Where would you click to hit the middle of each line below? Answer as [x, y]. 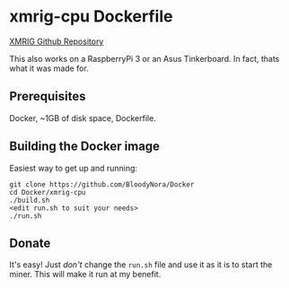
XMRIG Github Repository [57, 41]
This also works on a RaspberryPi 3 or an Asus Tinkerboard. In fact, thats [144, 58]
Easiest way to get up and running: [73, 168]
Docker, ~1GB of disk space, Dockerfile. [83, 118]
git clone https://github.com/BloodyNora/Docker [102, 184]
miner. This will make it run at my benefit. [85, 275]
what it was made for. [49, 68]
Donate [30, 243]
